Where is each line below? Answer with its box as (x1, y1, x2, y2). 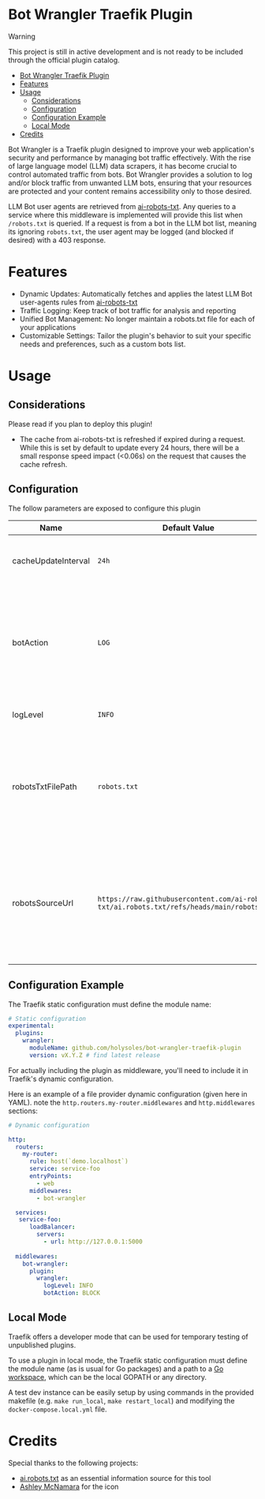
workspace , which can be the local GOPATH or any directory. (8, 1372, 207, 1381)
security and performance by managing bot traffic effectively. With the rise (8, 152, 252, 163)
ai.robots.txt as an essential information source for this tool (19, 1473, 211, 1482)
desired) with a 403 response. (8, 235, 106, 245)
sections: (8, 1106, 38, 1116)
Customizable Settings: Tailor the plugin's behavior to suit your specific (19, 331, 252, 340)
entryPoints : (28, 1172, 73, 1180)
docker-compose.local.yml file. (8, 1404, 107, 1414)
